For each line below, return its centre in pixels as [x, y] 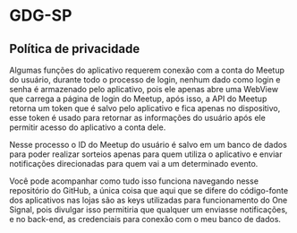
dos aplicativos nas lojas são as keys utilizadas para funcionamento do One [148, 200]
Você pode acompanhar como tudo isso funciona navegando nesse [134, 181]
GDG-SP [41, 16]
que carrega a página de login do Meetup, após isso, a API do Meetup [138, 99]
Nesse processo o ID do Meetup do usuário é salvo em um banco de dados [148, 145]
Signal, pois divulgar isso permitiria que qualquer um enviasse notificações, [148, 210]
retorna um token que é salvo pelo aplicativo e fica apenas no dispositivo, [145, 108]
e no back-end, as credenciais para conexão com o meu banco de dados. [145, 219]
